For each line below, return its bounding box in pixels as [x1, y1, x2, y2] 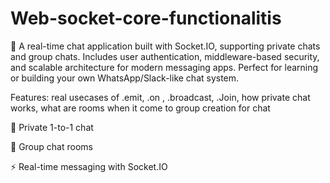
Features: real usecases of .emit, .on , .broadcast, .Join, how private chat [10, 91, 311, 103]
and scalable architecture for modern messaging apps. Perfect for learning [10, 61, 319, 73]
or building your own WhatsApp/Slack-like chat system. [10, 72, 240, 84]
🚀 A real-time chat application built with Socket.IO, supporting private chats [10, 40, 321, 52]
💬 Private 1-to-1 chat [10, 121, 94, 133]
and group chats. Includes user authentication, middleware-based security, [10, 50, 320, 62]
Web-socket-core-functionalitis [10, 7, 282, 30]
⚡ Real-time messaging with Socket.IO [10, 160, 168, 172]
